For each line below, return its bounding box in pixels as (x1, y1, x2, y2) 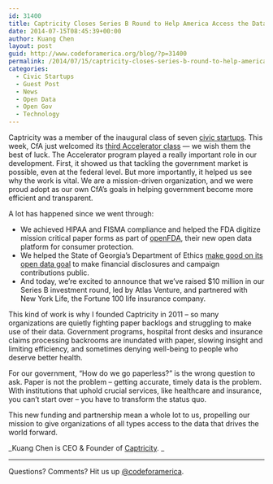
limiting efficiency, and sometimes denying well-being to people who (8, 344, 239, 354)
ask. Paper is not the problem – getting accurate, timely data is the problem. (8, 377, 262, 386)
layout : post (8, 42, 53, 50)
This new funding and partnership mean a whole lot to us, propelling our (8, 410, 250, 420)
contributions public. (19, 268, 89, 277)
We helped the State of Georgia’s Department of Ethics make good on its (19, 251, 264, 260)
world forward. (8, 428, 58, 437)
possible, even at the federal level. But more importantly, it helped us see (8, 168, 253, 177)
